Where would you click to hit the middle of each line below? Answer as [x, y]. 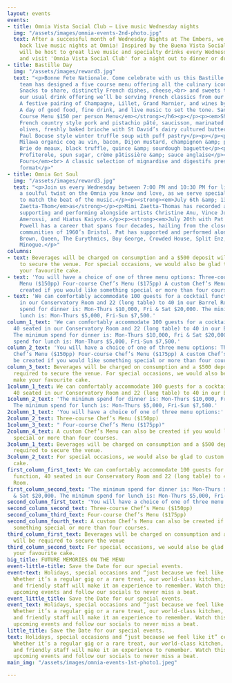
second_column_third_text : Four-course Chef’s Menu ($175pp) [97, 515]
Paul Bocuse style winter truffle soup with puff [93, 135]
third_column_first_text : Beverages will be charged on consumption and [114, 534]
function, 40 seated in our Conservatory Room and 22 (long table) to [117, 476]
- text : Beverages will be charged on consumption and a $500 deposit [111, 258]
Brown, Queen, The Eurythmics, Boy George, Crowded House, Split [116, 238]
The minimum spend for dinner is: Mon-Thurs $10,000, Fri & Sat [108, 335]
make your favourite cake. [52, 380]
